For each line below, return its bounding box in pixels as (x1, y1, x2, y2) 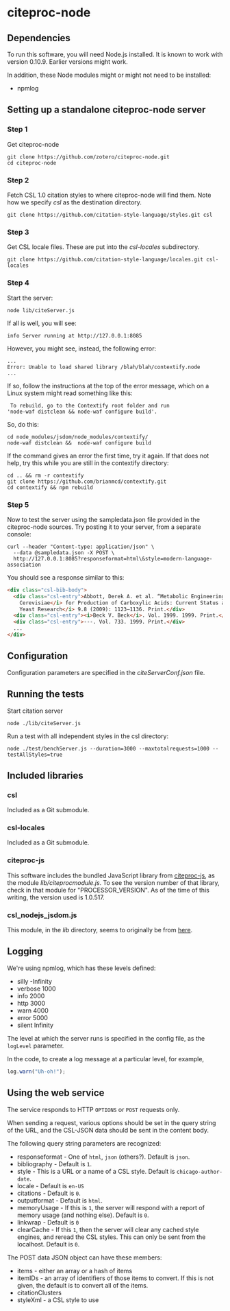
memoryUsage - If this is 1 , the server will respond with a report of (16, 1203, 205, 1212)
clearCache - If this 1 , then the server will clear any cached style (16, 1225, 199, 1233)
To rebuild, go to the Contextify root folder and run (10, 402, 170, 409)
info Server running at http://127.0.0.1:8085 (7, 332, 142, 339)
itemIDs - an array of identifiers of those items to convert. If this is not (16, 1274, 214, 1282)
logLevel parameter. (7, 1041, 64, 1050)
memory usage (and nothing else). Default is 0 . (16, 1211, 149, 1219)
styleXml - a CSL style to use (16, 1295, 99, 1304)
